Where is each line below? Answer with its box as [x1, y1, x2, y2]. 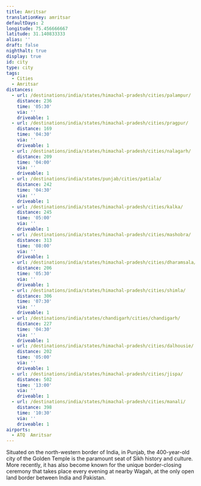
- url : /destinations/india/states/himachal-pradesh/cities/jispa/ [11, 371, 184, 377]
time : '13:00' [17, 382, 52, 388]
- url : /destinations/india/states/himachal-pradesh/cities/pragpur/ [11, 120, 188, 126]
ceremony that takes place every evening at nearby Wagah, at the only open [6, 468, 194, 475]
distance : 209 [17, 153, 52, 159]
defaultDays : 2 [6, 20, 44, 26]
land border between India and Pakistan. [6, 474, 106, 481]
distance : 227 [17, 321, 52, 327]
